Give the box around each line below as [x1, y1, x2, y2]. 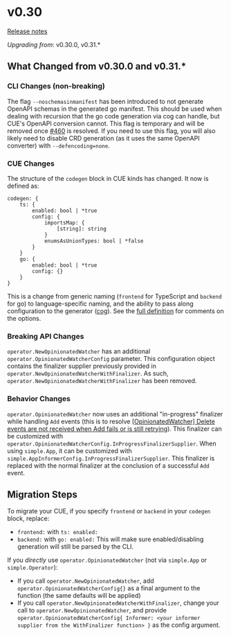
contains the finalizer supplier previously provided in [7, 362, 157, 371]
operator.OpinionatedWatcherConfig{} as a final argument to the [17, 584, 201, 592]
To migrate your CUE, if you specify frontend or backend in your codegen [7, 507, 211, 515]
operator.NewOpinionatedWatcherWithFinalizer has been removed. [7, 377, 197, 385]
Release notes [7, 27, 48, 35]
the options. [7, 314, 41, 322]
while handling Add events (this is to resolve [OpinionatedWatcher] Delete [7, 417, 216, 425]
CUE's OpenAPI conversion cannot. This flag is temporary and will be [7, 119, 205, 127]
